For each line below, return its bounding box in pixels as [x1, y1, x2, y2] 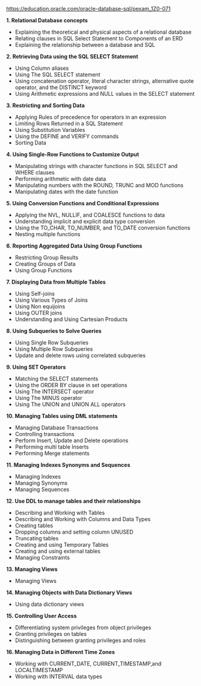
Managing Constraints [14, 554, 70, 561]
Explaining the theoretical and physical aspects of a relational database [14, 28, 192, 36]
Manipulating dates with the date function [14, 188, 119, 195]
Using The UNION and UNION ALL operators [14, 401, 126, 408]
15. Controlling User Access [6, 613, 77, 619]
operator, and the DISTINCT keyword [14, 84, 107, 91]
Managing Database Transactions [14, 424, 99, 431]
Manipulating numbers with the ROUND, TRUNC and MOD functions [14, 182, 184, 189]
